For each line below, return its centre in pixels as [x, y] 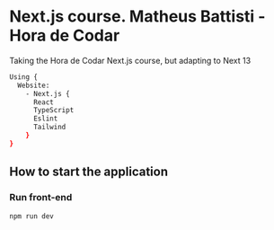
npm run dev [31, 216]
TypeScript [53, 111]
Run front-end [41, 198]
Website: [34, 85]
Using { [24, 77]
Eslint [45, 119]
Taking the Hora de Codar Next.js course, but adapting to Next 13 [130, 60]
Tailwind [49, 128]
